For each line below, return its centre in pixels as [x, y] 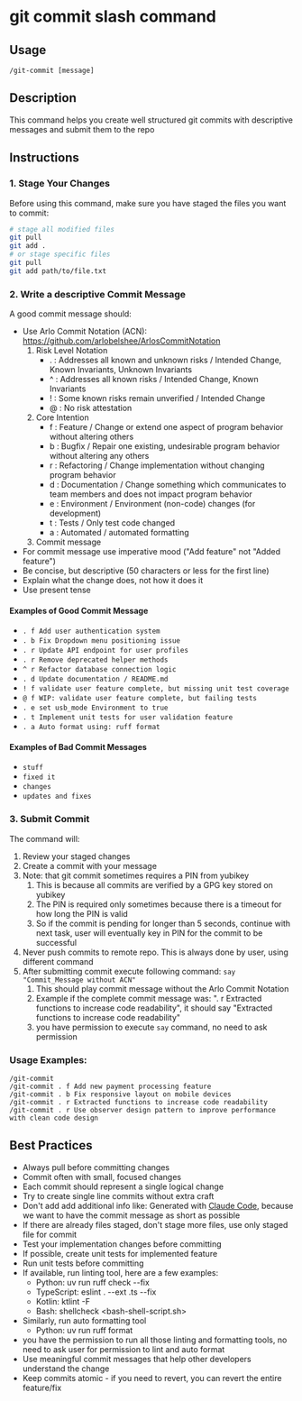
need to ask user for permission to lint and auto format [124, 1349]
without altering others [92, 437]
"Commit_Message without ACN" [79, 980]
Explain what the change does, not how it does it [113, 581]
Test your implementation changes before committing [122, 1244]
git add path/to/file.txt [58, 271]
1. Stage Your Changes [60, 184]
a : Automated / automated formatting [119, 533]
